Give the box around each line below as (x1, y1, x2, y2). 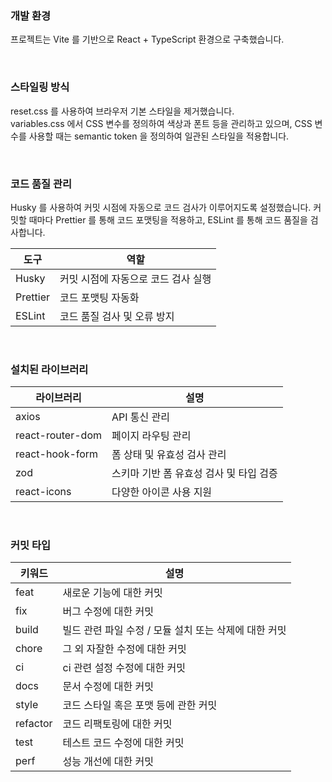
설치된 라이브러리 (10, 362, 89, 376)
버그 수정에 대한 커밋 (62, 605, 154, 619)
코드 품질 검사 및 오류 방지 (59, 309, 175, 323)
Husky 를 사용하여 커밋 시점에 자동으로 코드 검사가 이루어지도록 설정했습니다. (10, 201, 312, 213)
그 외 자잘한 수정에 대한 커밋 (62, 642, 187, 656)
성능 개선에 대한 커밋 (62, 755, 154, 769)
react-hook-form (15, 447, 99, 461)
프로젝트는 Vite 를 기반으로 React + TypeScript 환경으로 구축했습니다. (10, 33, 285, 46)
